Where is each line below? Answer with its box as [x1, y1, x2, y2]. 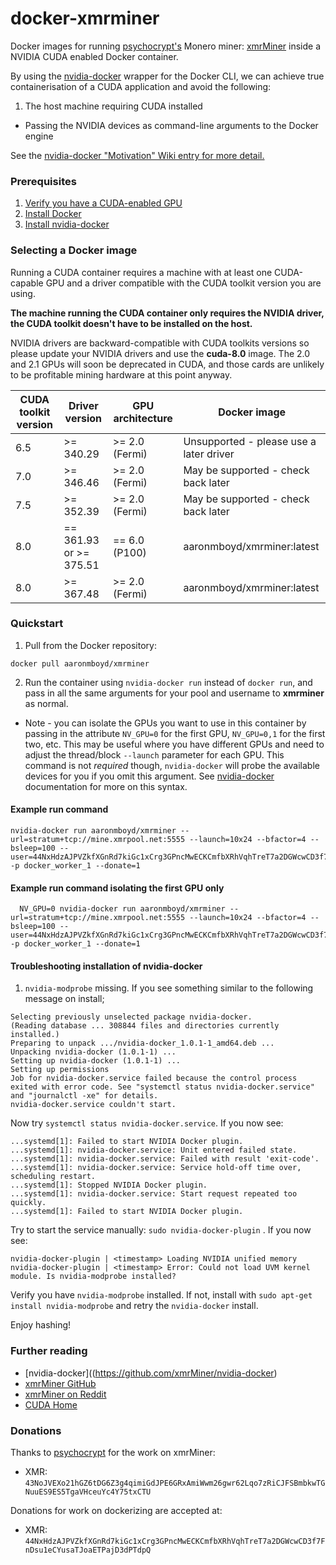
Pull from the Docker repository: [24, 639, 157, 651]
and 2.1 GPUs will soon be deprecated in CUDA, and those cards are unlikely [10, 358, 325, 370]
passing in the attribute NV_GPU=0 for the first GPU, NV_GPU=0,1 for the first [24, 727, 326, 739]
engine [24, 130, 54, 142]
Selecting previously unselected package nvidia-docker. [10, 1012, 253, 1022]
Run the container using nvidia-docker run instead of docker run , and [24, 676, 313, 688]
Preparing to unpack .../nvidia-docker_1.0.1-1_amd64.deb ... [10, 1038, 275, 1049]
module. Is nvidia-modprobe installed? [10, 1272, 177, 1282]
